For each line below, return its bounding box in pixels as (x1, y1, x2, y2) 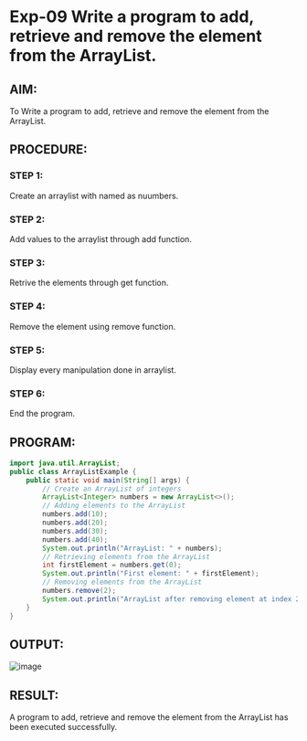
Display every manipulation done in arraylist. (9, 364, 176, 376)
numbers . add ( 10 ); (42, 510, 108, 519)
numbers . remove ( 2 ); (42, 587, 117, 596)
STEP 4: (9, 300, 46, 312)
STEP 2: (9, 213, 46, 226)
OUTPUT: (9, 637, 64, 652)
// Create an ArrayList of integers (42, 484, 182, 493)
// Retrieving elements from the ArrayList (42, 552, 210, 561)
